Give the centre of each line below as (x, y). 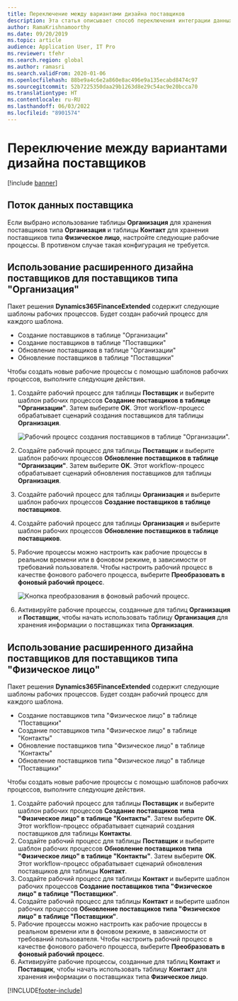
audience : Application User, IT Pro (61, 47)
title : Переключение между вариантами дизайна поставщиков (96, 14)
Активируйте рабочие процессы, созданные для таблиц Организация (124, 610)
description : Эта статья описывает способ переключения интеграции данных (120, 21)
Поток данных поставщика (70, 206)
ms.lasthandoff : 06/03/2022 (49, 106)
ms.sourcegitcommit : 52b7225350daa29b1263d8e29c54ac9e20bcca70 (103, 87)
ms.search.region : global (45, 60)
